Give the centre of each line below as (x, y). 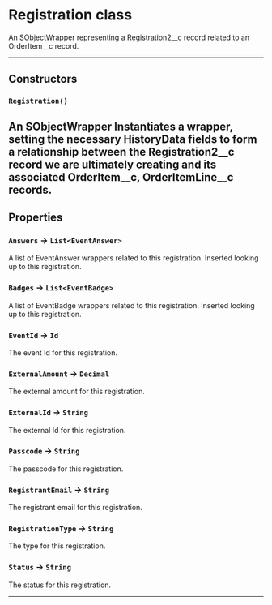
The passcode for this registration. (66, 469)
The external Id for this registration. (67, 430)
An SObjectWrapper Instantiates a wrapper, (121, 126)
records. (30, 189)
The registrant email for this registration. (76, 508)
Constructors (43, 79)
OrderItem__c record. (44, 45)
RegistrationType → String (61, 529)
